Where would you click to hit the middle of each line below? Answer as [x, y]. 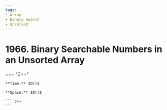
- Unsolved [17, 24]
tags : [11, 10]
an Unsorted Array [45, 60]
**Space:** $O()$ [24, 93]
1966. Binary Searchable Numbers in [84, 49]
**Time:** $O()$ [22, 84]
